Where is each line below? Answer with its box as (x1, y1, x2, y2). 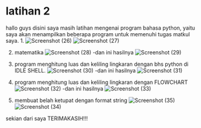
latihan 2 (5, 4, 51, 18)
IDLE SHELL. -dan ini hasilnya (14, 66, 136, 74)
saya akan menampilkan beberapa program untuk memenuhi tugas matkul (5, 30, 190, 37)
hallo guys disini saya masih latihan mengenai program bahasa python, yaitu (5, 24, 196, 31)
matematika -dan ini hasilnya (14, 48, 134, 56)
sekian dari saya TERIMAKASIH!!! (5, 115, 88, 122)
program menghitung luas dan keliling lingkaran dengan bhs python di (14, 60, 188, 68)
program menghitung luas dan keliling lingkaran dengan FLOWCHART (14, 78, 188, 86)
